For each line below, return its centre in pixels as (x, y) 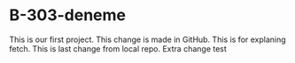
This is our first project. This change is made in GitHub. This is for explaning (147, 39)
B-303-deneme (68, 15)
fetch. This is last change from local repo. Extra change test (118, 48)
